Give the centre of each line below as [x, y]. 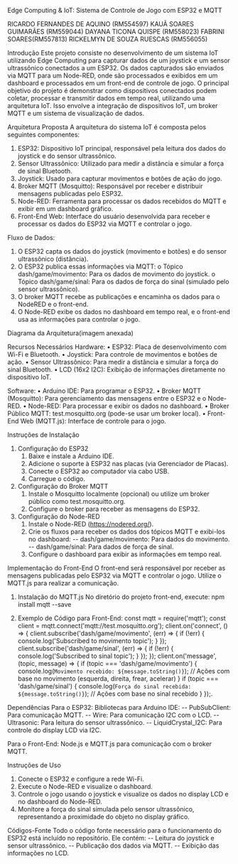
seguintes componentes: [44, 135]
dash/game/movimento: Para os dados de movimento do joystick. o [116, 274]
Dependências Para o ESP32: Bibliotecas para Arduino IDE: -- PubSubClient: [119, 707]
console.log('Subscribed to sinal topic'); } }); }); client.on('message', [117, 656]
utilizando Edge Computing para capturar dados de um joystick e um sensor [119, 60]
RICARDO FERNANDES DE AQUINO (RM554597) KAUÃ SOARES [101, 24]
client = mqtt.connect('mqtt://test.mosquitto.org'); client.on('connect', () [123, 626]
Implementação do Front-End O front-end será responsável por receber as [117, 568]
